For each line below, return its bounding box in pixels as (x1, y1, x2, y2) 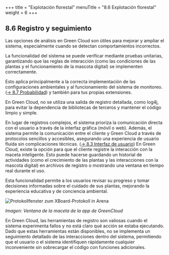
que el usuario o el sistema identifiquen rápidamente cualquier (5, 239, 135, 245)
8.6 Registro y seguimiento (5, 24, 92, 33)
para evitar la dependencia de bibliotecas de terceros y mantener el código (5, 104, 161, 110)
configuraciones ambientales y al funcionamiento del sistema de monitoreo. (5, 84, 163, 90)
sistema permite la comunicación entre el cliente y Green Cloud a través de (5, 130, 161, 136)
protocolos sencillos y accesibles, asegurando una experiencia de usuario (5, 136, 159, 142)
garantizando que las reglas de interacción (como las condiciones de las (5, 58, 156, 64)
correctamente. (5, 69, 37, 75)
